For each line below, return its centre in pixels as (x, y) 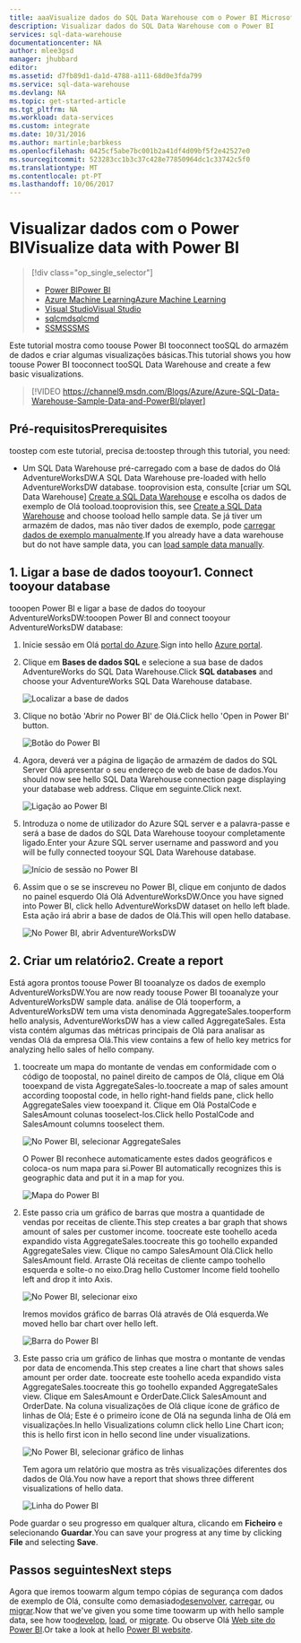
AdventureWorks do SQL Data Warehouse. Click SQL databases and (147, 671)
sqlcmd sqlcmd (72, 318)
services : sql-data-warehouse (66, 34)
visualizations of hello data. (73, 1488)
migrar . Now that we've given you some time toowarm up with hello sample (147, 1611)
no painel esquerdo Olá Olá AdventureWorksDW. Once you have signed (153, 896)
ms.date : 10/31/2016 (48, 135)
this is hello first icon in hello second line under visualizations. (136, 1434)
